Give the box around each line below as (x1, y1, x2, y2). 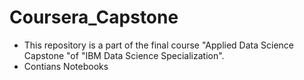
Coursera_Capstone (9, 6, 179, 29)
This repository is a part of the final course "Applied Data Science (23, 39, 294, 51)
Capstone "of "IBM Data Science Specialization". (23, 49, 225, 61)
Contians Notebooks (23, 60, 109, 72)
